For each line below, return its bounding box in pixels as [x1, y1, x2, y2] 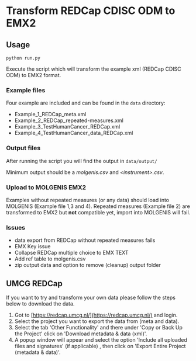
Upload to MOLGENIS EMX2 [6, 183, 87, 191]
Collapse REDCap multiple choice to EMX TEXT [14, 249, 129, 256]
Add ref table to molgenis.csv [14, 255, 86, 262]
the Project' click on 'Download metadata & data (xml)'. [14, 330, 147, 337]
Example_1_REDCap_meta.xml [14, 111, 87, 118]
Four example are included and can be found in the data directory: [6, 99, 166, 106]
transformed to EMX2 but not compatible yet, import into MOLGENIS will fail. [6, 209, 191, 216]
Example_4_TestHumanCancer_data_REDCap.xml [14, 130, 133, 137]
